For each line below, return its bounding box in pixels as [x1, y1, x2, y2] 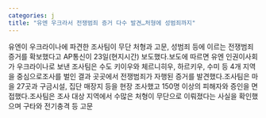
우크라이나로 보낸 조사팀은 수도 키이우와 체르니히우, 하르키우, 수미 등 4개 [16, 61, 241, 71]
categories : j [8, 11, 56, 20]
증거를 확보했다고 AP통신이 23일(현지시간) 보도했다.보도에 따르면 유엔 [8, 51, 225, 61]
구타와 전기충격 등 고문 [22, 101, 94, 111]
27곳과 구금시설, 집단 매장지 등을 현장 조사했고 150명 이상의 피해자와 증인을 [16, 81, 250, 91]
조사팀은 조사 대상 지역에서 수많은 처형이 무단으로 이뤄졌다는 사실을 [29, 91, 237, 101]
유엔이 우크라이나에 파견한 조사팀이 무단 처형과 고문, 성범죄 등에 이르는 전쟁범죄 [8, 41, 254, 51]
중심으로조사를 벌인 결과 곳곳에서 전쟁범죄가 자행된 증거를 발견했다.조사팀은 [16, 71, 250, 81]
